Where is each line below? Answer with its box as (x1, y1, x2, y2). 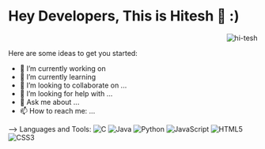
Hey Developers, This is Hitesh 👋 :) (8, 7, 240, 25)
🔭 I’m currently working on (19, 63, 106, 73)
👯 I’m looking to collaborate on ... (19, 80, 127, 90)
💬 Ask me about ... (19, 97, 80, 106)
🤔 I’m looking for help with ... (19, 88, 113, 98)
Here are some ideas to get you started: (8, 48, 138, 58)
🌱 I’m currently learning (19, 72, 97, 81)
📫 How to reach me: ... (19, 106, 96, 115)
